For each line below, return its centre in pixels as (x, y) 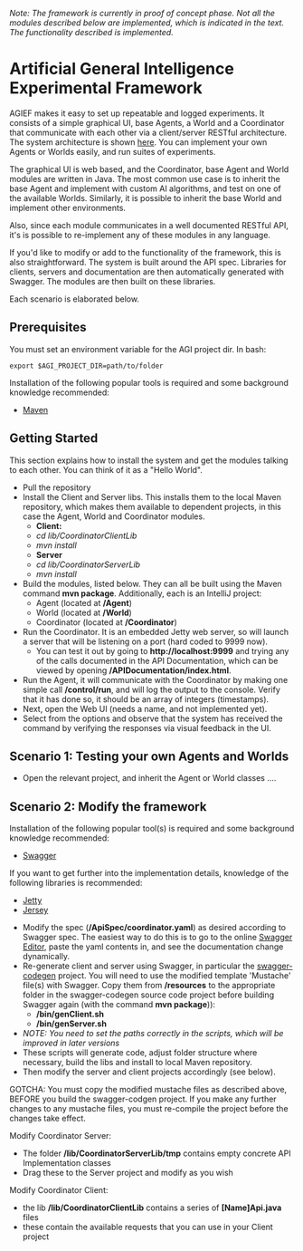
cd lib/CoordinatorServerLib (88, 564)
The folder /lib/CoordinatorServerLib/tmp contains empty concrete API (156, 1153)
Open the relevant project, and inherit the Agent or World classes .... (149, 778)
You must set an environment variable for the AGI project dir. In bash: (138, 349)
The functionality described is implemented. (91, 32)
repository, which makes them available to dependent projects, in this (152, 506)
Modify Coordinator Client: (59, 1190)
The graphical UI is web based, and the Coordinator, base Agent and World (149, 169)
